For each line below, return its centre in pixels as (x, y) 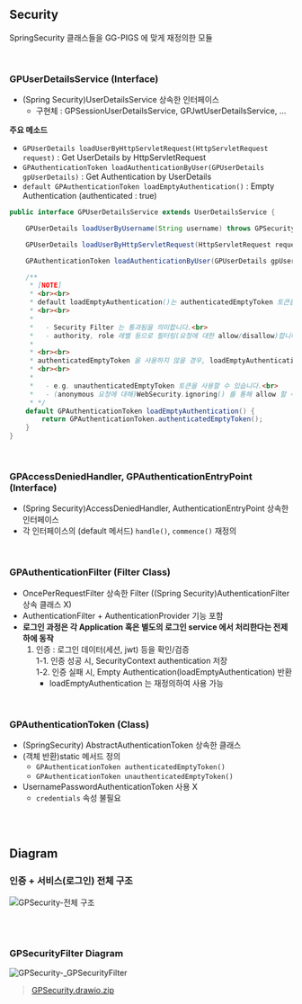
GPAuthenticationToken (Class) (80, 724)
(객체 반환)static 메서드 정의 (71, 756)
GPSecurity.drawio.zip (73, 990)
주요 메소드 (28, 130)
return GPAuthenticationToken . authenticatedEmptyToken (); (152, 419)
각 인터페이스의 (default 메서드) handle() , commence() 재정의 (129, 531)
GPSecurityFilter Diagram (67, 953)
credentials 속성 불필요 (78, 798)
